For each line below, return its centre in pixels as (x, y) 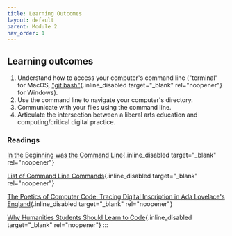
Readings (24, 140)
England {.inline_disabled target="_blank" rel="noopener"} (90, 204)
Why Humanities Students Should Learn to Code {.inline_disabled (100, 218)
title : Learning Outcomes (44, 14)
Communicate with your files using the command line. (94, 108)
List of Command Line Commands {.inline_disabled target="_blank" (102, 176)
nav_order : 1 (26, 33)
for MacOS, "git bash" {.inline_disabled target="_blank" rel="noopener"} (120, 85)
